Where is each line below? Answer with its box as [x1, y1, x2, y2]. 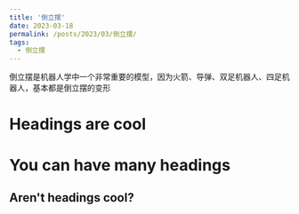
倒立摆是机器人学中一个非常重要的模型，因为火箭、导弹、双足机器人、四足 [9, 72, 282, 83]
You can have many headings [9, 155, 231, 175]
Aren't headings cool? [9, 190, 135, 205]
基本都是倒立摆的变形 [32, 83, 111, 93]
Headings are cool [9, 115, 147, 134]
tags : [9, 37, 29, 47]
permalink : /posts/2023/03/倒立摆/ [9, 29, 137, 38]
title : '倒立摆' [9, 12, 66, 22]
